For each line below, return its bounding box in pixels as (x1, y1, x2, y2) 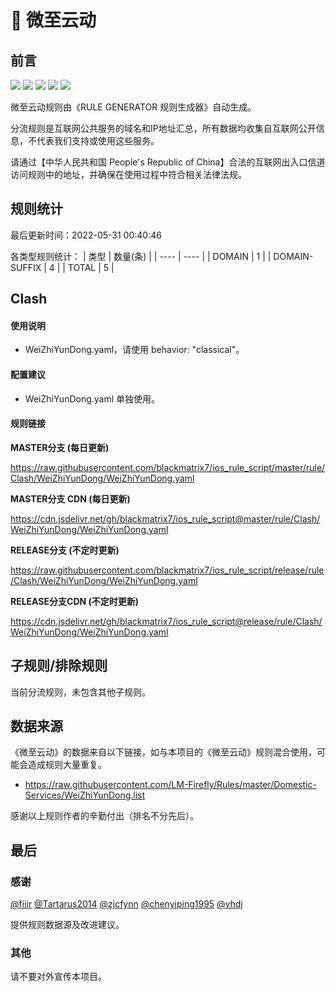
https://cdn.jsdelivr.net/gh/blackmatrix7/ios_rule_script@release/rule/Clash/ (10, 615, 323, 627)
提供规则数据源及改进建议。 (10, 919, 125, 931)
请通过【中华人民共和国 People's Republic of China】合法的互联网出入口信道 (10, 156, 326, 168)
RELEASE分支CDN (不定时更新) (10, 595, 140, 607)
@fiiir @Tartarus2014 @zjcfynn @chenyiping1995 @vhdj (10, 898, 243, 910)
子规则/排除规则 (10, 657, 108, 675)
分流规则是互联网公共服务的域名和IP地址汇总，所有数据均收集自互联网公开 (10, 122, 317, 134)
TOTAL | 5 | (67, 261, 115, 273)
